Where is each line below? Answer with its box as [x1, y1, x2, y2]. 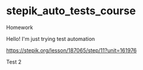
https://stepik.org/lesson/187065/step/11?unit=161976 [6, 46, 137, 54]
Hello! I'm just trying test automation [6, 35, 95, 42]
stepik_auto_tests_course [6, 4, 136, 18]
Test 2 [6, 58, 22, 65]
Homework [6, 24, 33, 31]
